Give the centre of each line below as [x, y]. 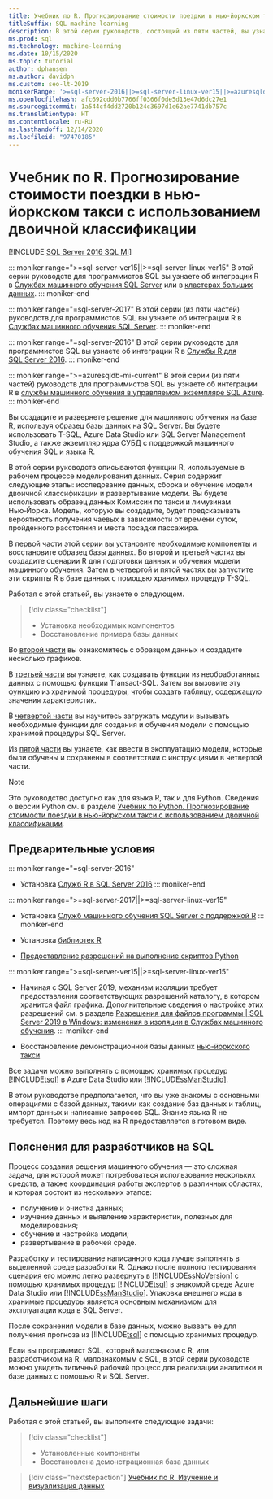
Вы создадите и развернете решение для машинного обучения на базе [133, 416]
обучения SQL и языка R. [52, 451]
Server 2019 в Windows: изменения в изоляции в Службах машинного [142, 1022]
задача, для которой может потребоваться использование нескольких [132, 1175]
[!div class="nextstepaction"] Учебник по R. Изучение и [123, 1477]
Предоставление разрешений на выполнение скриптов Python [130, 956]
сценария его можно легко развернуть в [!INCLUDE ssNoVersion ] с [124, 1276]
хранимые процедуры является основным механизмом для [113, 1301]
